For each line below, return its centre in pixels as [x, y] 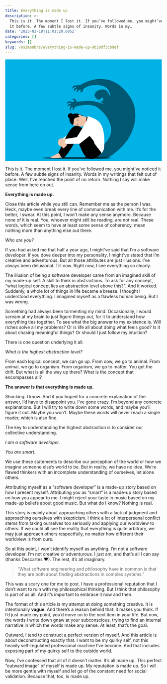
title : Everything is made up [37, 10]
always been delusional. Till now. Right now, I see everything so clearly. [78, 266]
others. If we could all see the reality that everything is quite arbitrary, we [80, 529]
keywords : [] [19, 42]
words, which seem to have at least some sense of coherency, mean [75, 225]
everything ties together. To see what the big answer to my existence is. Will [83, 322]
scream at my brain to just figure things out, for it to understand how [75, 317]
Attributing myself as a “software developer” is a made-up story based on [81, 487]
